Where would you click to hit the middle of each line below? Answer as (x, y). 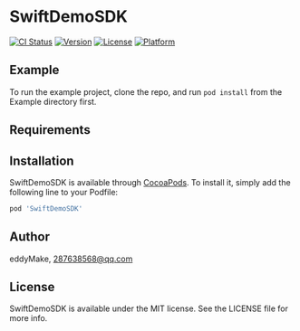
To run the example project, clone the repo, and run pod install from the (146, 91)
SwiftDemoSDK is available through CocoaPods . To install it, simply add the (150, 182)
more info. (29, 318)
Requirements (50, 130)
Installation (42, 161)
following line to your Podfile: (64, 192)
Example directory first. (53, 101)
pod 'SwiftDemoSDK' (46, 208)
